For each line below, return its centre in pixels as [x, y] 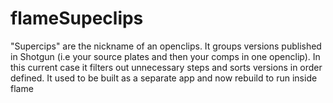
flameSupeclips [77, 18]
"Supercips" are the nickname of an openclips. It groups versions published [166, 46]
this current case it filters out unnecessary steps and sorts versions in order [166, 67]
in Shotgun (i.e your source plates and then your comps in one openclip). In [165, 56]
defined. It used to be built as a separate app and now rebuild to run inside [164, 78]
